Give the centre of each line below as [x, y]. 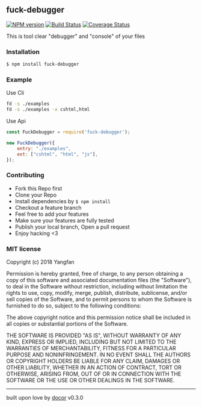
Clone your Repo [36, 195]
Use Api [16, 121]
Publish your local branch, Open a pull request [72, 227]
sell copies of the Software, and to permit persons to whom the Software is [99, 299]
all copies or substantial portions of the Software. [67, 324]
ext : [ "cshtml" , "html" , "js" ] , [57, 154]
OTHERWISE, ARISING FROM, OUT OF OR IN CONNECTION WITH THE [94, 374]
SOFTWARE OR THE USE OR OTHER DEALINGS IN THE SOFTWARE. [90, 380]
